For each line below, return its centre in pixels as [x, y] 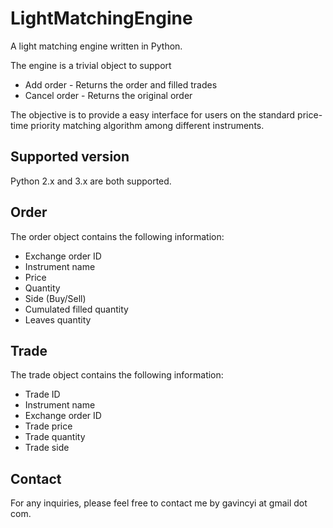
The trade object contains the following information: [117, 375]
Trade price [48, 426]
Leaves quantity [58, 319]
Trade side [47, 448]
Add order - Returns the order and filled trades [121, 84]
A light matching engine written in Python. [96, 46]
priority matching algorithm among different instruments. [147, 125]
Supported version [70, 157]
